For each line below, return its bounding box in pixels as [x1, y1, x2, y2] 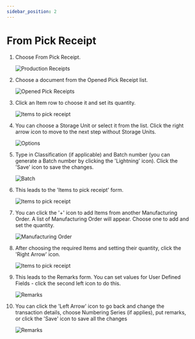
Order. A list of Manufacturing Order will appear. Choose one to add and [15, 215, 189, 222]
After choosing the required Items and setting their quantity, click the [15, 244, 182, 251]
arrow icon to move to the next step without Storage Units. [15, 128, 156, 135]
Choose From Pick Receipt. [15, 54, 81, 61]
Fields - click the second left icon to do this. [15, 280, 121, 287]
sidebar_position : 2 [6, 8, 57, 15]
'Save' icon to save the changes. [15, 163, 94, 171]
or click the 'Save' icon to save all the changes [15, 315, 128, 322]
